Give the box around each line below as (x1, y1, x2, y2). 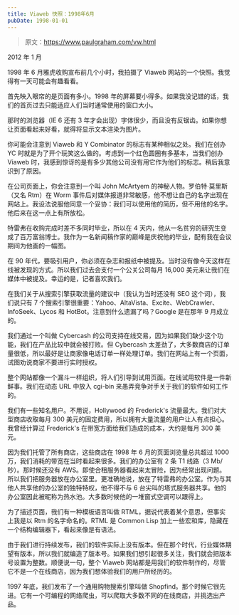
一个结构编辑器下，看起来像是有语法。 (7, 525, 119, 534)
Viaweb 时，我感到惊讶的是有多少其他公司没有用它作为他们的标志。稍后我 (7, 157, 224, 166)
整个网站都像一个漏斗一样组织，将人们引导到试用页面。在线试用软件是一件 (7, 373, 225, 382)
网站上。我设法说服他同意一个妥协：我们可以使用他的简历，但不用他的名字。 (7, 199, 232, 208)
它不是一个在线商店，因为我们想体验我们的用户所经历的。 (7, 567, 176, 575)
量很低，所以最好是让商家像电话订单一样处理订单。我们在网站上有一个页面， (7, 349, 232, 357)
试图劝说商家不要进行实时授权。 (7, 357, 101, 367)
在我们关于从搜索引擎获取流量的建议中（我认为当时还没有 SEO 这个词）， (7, 289, 220, 298)
